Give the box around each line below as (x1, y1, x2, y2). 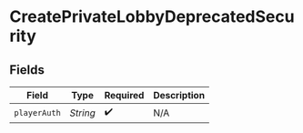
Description (153, 89, 206, 101)
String (69, 107, 96, 119)
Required (104, 89, 145, 101)
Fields (9, 62, 45, 77)
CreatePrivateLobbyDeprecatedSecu (9, 6, 295, 27)
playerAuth (14, 107, 61, 118)
